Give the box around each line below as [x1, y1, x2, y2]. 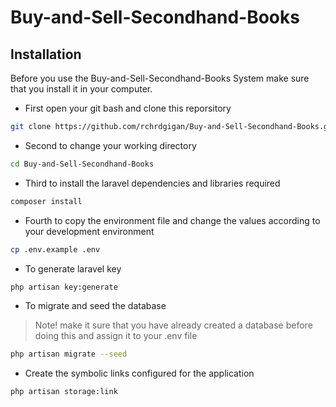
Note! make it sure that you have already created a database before [34, 319, 313, 331]
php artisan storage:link [10, 387, 118, 397]
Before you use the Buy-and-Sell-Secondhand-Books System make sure [10, 72, 310, 84]
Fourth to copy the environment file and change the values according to [24, 214, 321, 226]
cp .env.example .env [10, 244, 101, 255]
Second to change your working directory [24, 139, 197, 151]
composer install [10, 196, 83, 206]
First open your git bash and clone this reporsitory [24, 102, 232, 114]
